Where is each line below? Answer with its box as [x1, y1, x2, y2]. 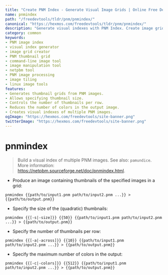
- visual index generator [5, 44, 59, 49]
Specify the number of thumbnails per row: [12, 228, 101, 234]
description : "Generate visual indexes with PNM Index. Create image [5, 26, 153, 31]
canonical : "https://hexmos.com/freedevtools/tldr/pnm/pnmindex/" [5, 21, 146, 26]
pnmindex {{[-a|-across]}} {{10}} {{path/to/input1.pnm [5, 238, 124, 243]
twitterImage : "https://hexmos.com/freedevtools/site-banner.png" [5, 118, 146, 124]
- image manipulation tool [5, 63, 61, 68]
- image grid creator [5, 49, 50, 54]
